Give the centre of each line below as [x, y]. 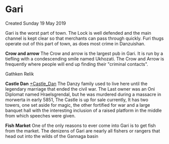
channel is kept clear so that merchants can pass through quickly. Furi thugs [84, 38]
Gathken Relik [20, 74]
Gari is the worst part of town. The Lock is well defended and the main [78, 33]
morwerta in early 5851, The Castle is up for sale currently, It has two [77, 100]
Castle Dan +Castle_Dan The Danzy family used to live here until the [76, 84]
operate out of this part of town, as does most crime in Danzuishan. [75, 43]
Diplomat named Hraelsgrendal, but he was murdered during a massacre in [83, 94]
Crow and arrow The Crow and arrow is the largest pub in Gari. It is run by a [84, 53]
